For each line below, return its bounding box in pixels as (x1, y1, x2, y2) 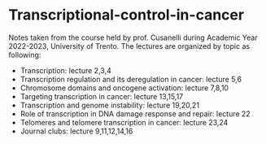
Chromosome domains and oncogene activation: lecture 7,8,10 (20, 83, 229, 93)
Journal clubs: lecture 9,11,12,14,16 (20, 126, 133, 136)
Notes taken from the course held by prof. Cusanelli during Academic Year (8, 33, 258, 42)
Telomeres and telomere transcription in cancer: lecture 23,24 (20, 117, 229, 127)
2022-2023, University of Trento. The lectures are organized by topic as (8, 41, 251, 50)
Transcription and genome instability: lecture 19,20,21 (20, 100, 200, 110)
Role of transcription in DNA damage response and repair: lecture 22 (20, 108, 251, 119)
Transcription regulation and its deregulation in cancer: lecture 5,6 (20, 74, 242, 84)
